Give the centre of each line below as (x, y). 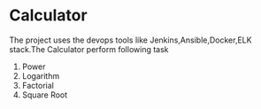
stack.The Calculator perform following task (89, 49)
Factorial (38, 85)
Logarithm (41, 75)
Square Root (45, 95)
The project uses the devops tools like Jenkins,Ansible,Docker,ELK (130, 40)
